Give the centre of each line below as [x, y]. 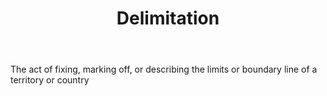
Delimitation [168, 18]
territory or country [50, 80]
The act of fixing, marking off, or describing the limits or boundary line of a [164, 69]
